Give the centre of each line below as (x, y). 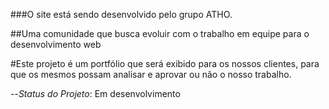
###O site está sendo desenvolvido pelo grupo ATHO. (121, 14)
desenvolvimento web (56, 44)
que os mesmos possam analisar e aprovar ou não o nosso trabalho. (151, 74)
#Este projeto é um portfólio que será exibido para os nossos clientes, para (165, 63)
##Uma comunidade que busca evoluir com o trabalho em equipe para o (160, 33)
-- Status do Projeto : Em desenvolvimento (95, 93)
